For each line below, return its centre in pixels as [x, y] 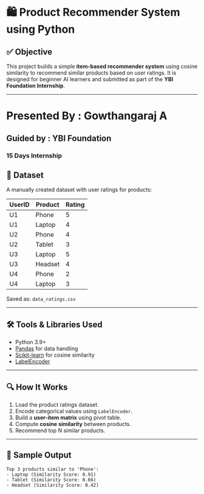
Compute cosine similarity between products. [73, 424]
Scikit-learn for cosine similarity [55, 355]
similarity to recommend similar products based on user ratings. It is [91, 73]
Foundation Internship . [36, 86]
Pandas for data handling [46, 349]
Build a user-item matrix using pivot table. [68, 418]
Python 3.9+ [31, 342]
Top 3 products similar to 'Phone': [53, 469]
